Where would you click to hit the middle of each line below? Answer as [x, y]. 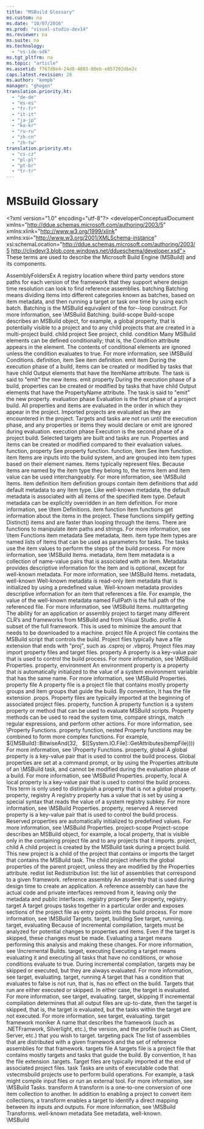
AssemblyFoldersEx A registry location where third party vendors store [95, 276]
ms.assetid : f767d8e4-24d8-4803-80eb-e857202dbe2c [72, 69]
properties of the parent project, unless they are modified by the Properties [100, 867]
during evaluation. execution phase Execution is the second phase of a [95, 432]
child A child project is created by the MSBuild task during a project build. [98, 847]
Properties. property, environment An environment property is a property [98, 665]
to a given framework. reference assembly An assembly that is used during [100, 880]
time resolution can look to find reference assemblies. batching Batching [97, 289]
